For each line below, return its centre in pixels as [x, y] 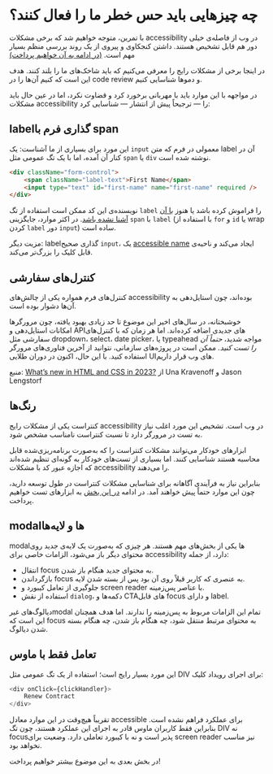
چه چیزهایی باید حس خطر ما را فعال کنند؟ [134, 15]
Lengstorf [26, 380]
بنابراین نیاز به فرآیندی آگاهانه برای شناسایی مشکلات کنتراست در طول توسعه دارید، [135, 483]
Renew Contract [50, 697]
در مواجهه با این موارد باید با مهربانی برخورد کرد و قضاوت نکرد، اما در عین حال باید [133, 94]
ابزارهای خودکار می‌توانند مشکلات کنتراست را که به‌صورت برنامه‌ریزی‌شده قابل [128, 450]
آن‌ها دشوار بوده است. [43, 306]
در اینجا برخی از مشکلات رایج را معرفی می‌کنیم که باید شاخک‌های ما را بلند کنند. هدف [137, 70]
